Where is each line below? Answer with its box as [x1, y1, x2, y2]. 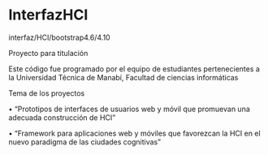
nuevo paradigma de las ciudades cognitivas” [8, 136, 161, 147]
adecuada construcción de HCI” [8, 112, 116, 123]
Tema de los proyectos [8, 88, 85, 98]
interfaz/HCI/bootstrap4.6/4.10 [8, 32, 111, 42]
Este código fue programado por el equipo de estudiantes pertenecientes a [8, 63, 260, 74]
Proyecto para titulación [8, 48, 89, 58]
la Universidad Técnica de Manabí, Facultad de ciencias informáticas [8, 72, 239, 82]
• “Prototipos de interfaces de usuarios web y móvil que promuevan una [8, 104, 250, 114]
